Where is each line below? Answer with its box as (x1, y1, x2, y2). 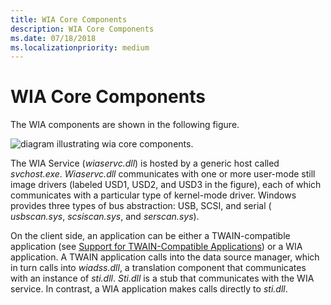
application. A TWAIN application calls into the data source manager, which (10, 251, 320, 263)
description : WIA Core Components (10, 24, 155, 34)
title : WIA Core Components (10, 14, 128, 25)
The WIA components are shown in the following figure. (10, 119, 240, 131)
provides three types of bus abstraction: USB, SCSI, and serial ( (10, 200, 272, 212)
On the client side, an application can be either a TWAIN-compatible (10, 230, 291, 242)
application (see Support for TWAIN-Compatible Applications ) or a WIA (10, 241, 303, 253)
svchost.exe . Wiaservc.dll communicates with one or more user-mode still (10, 168, 316, 180)
